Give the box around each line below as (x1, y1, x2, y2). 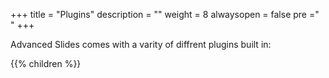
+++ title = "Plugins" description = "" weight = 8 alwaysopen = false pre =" (10, 9, 320, 20)
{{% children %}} (10, 58, 82, 69)
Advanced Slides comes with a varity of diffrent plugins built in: (10, 39, 272, 50)
